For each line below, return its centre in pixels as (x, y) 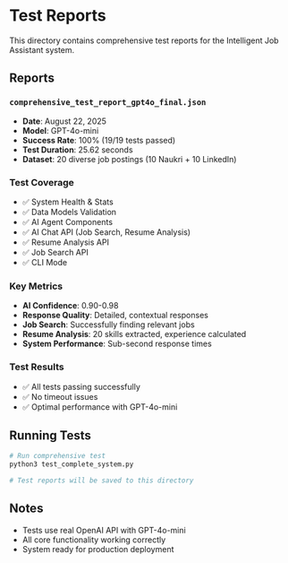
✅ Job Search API (55, 252)
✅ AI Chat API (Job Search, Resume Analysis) (106, 232)
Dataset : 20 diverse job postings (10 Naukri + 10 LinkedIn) (129, 159)
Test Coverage (42, 182)
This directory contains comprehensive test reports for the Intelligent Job (144, 40)
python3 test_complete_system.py (72, 464)
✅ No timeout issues (60, 396)
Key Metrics (36, 286)
